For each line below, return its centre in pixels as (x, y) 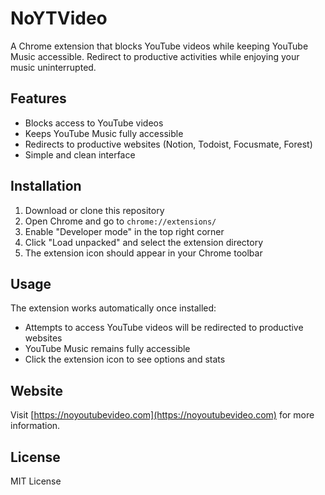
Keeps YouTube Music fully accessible (104, 133)
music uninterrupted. (53, 67)
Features (38, 98)
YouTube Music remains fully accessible (107, 349)
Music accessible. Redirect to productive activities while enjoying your (155, 56)
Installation (46, 186)
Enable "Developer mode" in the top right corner (124, 231)
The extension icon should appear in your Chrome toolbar (143, 253)
